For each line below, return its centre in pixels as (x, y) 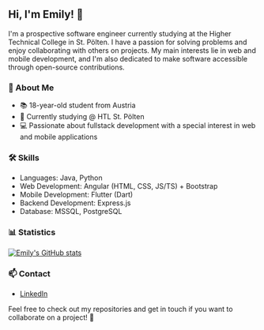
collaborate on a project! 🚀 (51, 317)
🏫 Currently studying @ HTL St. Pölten (82, 117)
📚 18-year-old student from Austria (77, 105)
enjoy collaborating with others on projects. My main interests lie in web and (132, 50)
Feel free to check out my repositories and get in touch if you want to (121, 309)
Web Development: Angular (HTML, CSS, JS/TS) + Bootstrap (119, 186)
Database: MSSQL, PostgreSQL (71, 212)
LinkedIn (34, 294)
